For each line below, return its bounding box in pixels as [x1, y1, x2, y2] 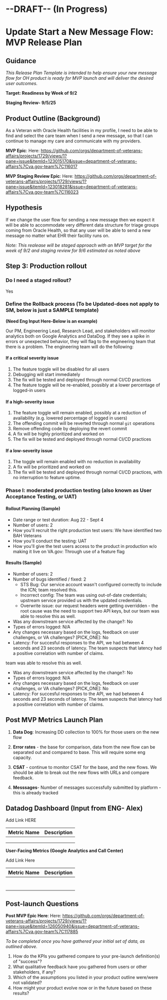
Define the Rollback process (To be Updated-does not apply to [5, 300, 160, 307]
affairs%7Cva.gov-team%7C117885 [5, 929, 79, 935]
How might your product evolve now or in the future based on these [12, 985, 152, 991]
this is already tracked [12, 789, 59, 795]
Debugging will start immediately [12, 372, 81, 377]
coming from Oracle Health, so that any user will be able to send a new [5, 227, 151, 233]
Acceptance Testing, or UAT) [5, 493, 77, 500]
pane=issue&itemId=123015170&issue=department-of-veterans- [5, 158, 137, 164]
